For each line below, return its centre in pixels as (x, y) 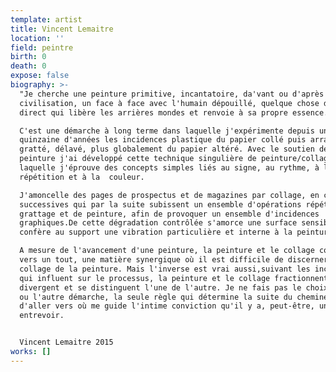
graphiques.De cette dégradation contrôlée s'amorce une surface (158, 223)
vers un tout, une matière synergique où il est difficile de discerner (174, 260)
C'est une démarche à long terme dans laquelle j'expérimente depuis (167, 131)
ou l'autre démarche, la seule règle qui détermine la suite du (156, 297)
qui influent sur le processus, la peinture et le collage (145, 278)
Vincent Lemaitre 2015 (66, 342)
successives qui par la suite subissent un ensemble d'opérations (160, 204)
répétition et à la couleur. (82, 177)
